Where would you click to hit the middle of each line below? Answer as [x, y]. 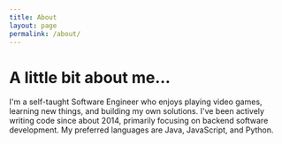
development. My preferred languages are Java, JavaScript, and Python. [141, 130]
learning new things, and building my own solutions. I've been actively [137, 111]
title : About [33, 17]
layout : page [33, 26]
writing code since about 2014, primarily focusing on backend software [139, 121]
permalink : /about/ [45, 34]
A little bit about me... [90, 77]
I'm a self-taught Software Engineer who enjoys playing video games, [136, 102]
